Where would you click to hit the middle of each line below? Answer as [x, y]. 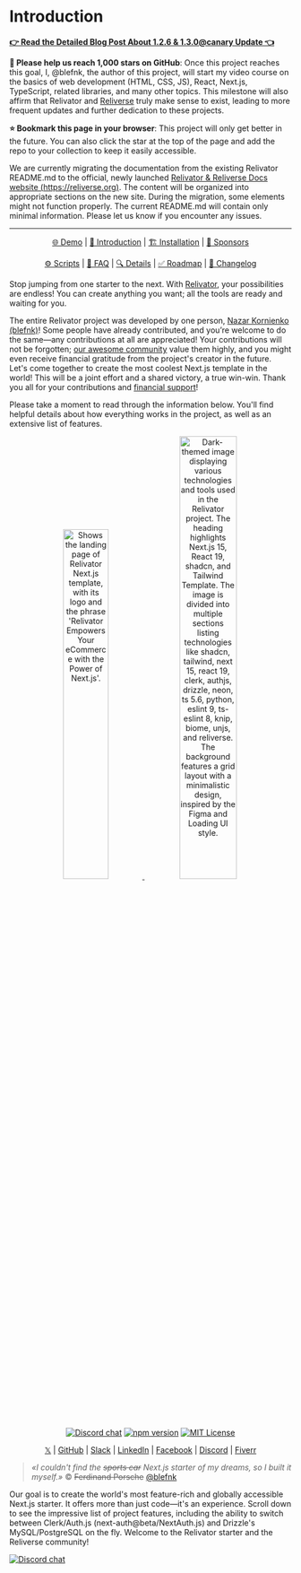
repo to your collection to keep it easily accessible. [103, 151]
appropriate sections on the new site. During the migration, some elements [147, 196]
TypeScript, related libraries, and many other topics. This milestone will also [149, 91]
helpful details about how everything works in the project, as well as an [140, 413]
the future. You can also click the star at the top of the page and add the [142, 141]
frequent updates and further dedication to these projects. [117, 110]
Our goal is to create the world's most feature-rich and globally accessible [146, 1494]
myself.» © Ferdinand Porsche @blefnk [104, 1476]
